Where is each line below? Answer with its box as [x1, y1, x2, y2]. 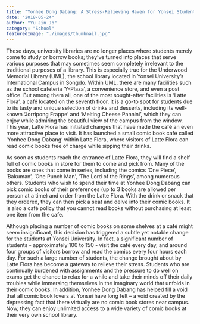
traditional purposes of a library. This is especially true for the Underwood [6, 66, 187, 73]
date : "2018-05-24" [6, 14, 55, 20]
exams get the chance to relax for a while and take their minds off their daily [6, 273, 193, 280]
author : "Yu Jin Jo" [6, 20, 58, 26]
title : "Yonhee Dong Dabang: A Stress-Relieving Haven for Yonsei [6, 8, 174, 15]
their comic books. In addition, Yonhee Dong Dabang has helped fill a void [6, 286, 187, 293]
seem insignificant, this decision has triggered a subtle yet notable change [6, 229, 189, 236]
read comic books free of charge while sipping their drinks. [6, 143, 152, 150]
